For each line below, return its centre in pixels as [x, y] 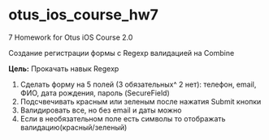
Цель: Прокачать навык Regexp [64, 68]
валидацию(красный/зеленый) [74, 127]
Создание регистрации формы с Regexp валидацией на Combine [121, 53]
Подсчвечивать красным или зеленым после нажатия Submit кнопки [141, 101]
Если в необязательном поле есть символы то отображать [123, 118]
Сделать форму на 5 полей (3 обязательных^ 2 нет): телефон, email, [138, 84]
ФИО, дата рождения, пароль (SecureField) [95, 93]
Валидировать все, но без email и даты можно [101, 110]
